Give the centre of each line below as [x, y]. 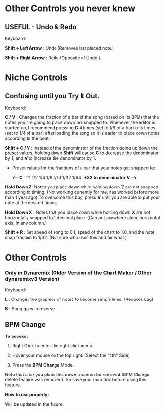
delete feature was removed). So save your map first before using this [76, 380]
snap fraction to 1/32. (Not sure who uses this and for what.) [66, 238]
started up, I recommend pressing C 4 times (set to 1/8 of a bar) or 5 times [80, 128]
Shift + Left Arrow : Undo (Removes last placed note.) [60, 48]
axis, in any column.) [26, 223]
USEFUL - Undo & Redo [41, 27]
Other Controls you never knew [70, 9]
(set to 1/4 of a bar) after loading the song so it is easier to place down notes [82, 133]
